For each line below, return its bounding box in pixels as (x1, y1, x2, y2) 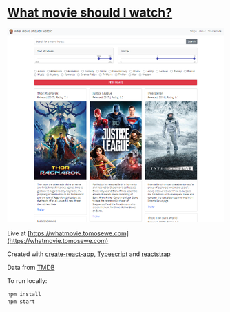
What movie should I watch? (7, 5, 173, 21)
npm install (7, 291, 41, 298)
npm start (7, 298, 36, 305)
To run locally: (7, 277, 48, 285)
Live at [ (7, 229, 30, 237)
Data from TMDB (7, 264, 55, 272)
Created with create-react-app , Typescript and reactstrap (7, 250, 171, 258)
